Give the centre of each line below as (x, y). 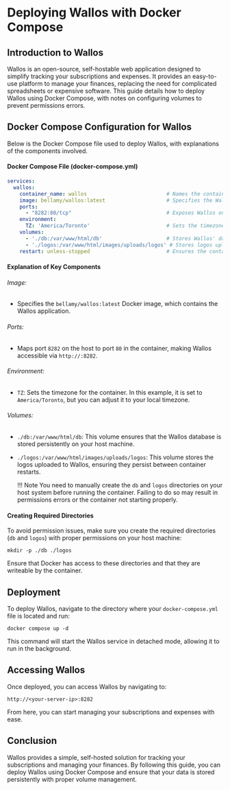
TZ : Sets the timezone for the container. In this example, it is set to (110, 392)
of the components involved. (47, 151)
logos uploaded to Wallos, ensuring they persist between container (112, 464)
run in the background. (39, 648)
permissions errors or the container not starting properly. (97, 500)
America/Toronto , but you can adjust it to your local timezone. (103, 399)
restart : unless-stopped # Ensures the (113, 251)
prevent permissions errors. (46, 105)
